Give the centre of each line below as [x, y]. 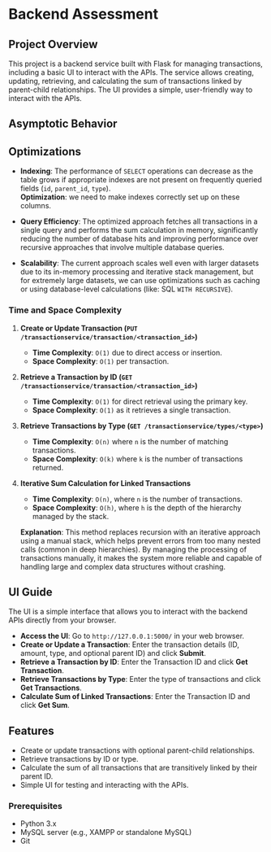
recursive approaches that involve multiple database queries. [122, 247]
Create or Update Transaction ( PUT [79, 328]
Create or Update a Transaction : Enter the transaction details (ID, [129, 644]
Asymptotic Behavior [63, 124]
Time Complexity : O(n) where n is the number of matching [130, 441]
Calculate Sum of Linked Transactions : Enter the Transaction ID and [135, 697]
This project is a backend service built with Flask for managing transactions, [136, 63]
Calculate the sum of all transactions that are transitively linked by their [139, 768]
